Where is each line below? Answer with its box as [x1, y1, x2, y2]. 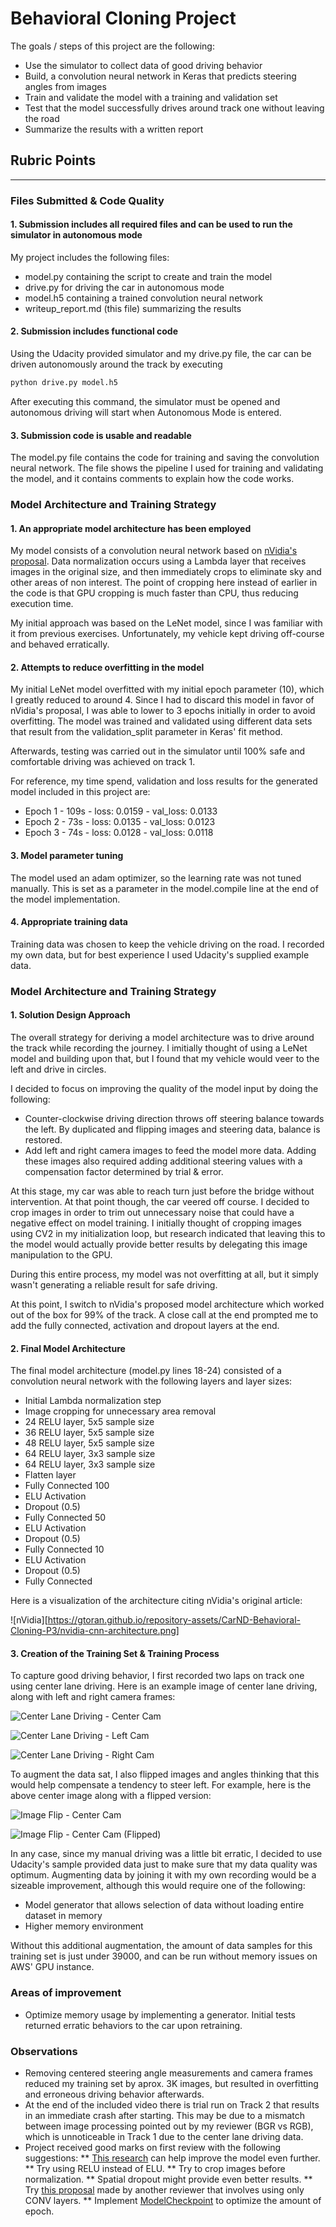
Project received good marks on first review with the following [24, 2142, 282, 2154]
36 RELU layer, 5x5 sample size [24, 1427, 155, 1439]
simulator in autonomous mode [10, 229, 143, 241]
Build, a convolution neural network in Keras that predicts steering [24, 70, 297, 82]
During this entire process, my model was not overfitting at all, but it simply [10, 1268, 319, 1281]
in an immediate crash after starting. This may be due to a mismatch [24, 2110, 306, 2122]
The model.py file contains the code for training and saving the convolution [10, 452, 320, 464]
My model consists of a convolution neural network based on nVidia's [10, 545, 298, 557]
